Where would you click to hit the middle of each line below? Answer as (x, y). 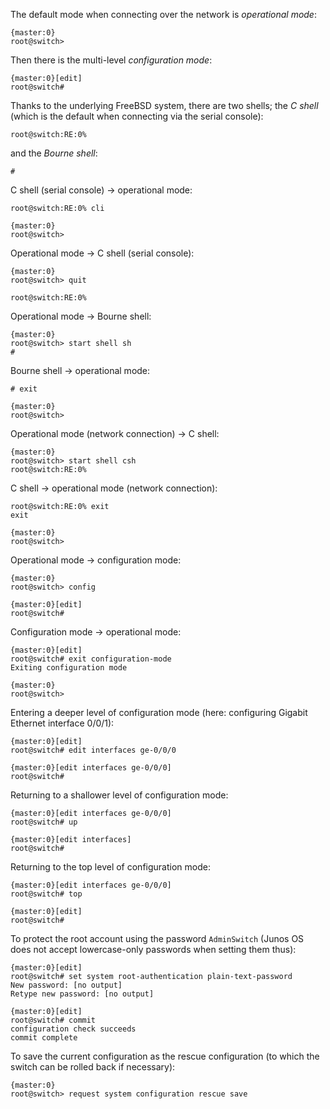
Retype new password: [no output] (82, 994)
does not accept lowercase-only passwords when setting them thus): (153, 949)
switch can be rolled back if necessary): (93, 1067)
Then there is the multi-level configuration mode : (111, 60)
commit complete (44, 1038)
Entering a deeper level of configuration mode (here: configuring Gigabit (159, 712)
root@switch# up (44, 822)
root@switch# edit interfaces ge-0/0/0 (93, 750)
